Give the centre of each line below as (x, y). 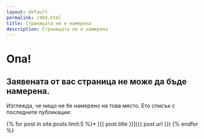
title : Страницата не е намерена (49, 23)
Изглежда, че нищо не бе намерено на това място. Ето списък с (91, 106)
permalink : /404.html (34, 18)
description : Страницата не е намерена (57, 29)
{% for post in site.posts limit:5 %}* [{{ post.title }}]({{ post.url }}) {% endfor (102, 124)
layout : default (27, 12)
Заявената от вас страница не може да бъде (96, 81)
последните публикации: (39, 112)
